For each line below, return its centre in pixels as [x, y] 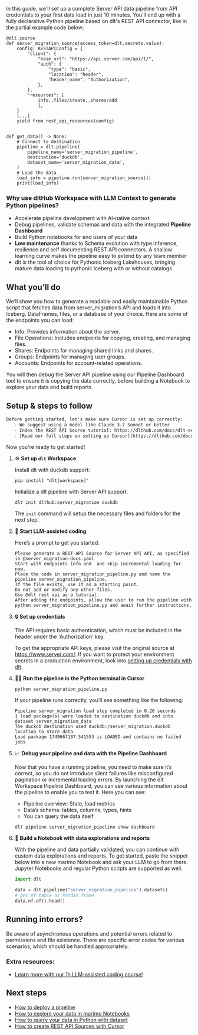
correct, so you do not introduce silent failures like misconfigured [94, 774]
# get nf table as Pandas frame [54, 895]
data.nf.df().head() [40, 901]
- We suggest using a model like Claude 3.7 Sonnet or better [92, 425]
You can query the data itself [58, 816]
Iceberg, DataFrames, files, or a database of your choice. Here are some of [97, 314]
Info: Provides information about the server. [67, 332]
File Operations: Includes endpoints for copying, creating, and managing [102, 338]
